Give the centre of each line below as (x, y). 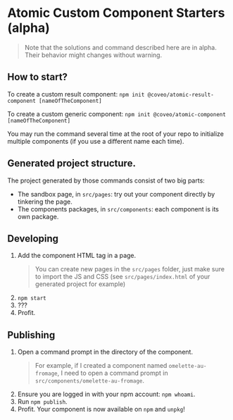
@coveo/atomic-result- (181, 94)
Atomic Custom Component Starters (116, 13)
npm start (32, 298)
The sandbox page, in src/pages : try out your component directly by (116, 194)
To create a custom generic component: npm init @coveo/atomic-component (117, 113)
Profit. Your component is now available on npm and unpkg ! (101, 409)
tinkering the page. (45, 202)
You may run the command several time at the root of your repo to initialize (115, 134)
